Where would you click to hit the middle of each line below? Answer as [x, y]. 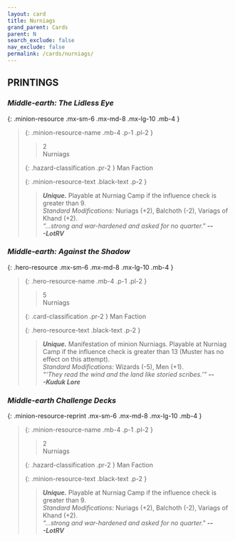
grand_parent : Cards [38, 27]
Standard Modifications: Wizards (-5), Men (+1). [113, 366]
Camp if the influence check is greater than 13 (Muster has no [133, 351]
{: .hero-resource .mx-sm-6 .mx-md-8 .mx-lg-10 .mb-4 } [90, 267]
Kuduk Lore [63, 382]
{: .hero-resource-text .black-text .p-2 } [83, 330]
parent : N [22, 34]
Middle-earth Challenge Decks [62, 400]
